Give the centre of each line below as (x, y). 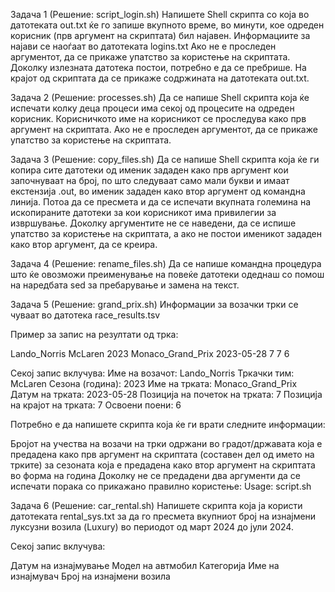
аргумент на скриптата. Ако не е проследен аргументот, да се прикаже (164, 129)
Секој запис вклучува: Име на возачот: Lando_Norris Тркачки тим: (152, 373)
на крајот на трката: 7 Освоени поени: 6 (96, 405)
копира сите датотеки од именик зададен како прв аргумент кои (149, 170)
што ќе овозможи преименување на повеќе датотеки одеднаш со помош (167, 274)
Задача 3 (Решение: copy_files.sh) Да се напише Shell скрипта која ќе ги (165, 159)
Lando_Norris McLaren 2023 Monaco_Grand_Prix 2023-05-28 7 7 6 (150, 353)
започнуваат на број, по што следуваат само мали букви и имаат (150, 180)
